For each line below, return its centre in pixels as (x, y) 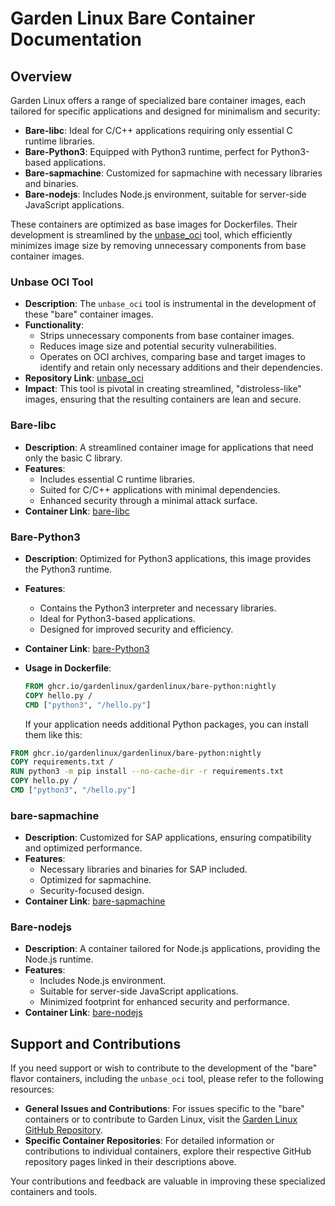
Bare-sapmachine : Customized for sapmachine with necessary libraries (173, 173)
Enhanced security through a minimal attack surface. (148, 500)
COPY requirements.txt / (62, 762)
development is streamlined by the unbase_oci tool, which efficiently (151, 235)
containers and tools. (54, 1192)
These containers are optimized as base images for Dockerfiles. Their (154, 224)
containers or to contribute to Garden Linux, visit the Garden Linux (161, 1119)
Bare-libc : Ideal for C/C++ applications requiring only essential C (158, 130)
